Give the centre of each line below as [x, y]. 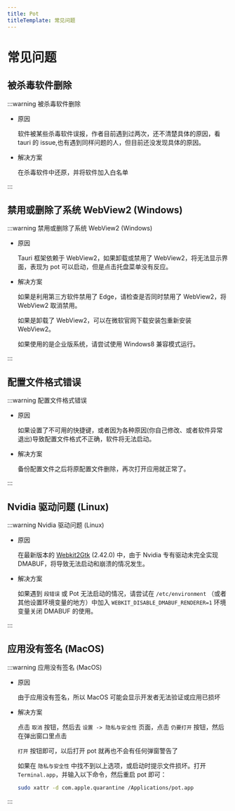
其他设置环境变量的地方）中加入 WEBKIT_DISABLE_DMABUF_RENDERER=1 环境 [122, 602]
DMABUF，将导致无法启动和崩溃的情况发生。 [83, 564]
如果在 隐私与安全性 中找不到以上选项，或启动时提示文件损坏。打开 [112, 765]
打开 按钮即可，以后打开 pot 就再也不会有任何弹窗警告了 [98, 751]
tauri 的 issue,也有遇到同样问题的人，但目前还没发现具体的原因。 [111, 142]
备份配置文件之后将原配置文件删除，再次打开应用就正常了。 [103, 469]
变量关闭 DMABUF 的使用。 [57, 611]
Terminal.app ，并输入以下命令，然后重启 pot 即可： [92, 774]
